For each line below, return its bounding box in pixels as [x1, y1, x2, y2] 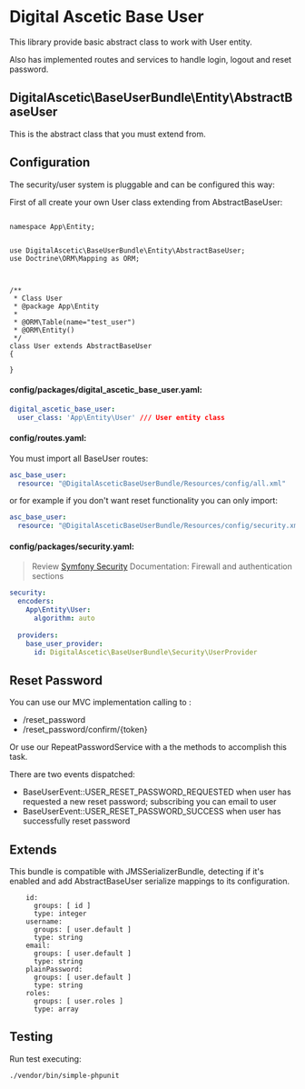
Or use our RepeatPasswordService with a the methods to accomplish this [9, 742, 288, 753]
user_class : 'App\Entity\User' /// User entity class [17, 413, 225, 422]
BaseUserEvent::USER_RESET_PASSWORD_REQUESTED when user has [22, 786, 292, 797]
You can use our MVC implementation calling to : [9, 697, 192, 708]
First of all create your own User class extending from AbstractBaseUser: [9, 196, 283, 207]
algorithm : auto [33, 614, 95, 624]
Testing [9, 1029, 54, 1044]
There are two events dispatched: [9, 769, 136, 780]
